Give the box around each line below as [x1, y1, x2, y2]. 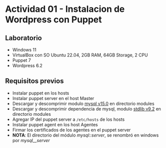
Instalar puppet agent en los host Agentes [12, 121, 98, 127]
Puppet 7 [12, 57, 31, 63]
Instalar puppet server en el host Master [12, 95, 95, 101]
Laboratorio [5, 34, 42, 42]
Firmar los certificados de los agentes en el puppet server [12, 127, 131, 133]
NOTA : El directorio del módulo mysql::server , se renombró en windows [12, 132, 159, 138]
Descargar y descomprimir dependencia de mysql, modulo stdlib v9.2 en [12, 105, 161, 112]
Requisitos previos [5, 77, 64, 85]
